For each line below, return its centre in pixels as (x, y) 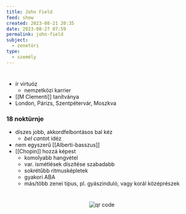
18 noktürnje (25, 119)
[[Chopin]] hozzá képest (45, 152)
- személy (24, 57)
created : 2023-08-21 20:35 (40, 23)
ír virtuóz (26, 84)
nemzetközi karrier (48, 90)
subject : (17, 40)
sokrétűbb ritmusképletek (56, 171)
